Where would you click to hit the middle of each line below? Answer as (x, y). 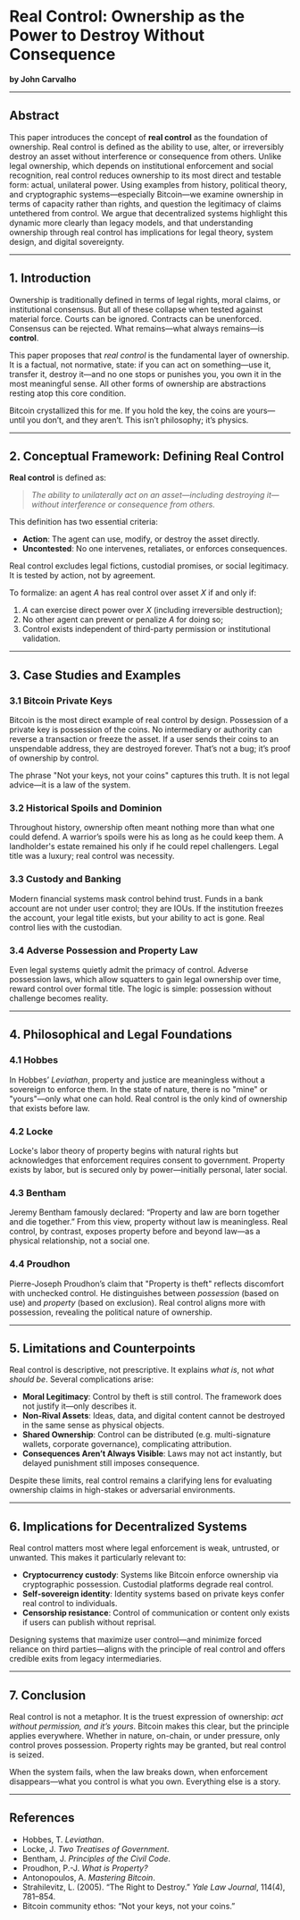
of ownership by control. (54, 758)
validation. (41, 639)
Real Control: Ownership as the (127, 17)
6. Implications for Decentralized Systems (128, 1526)
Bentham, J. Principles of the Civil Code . (96, 1858)
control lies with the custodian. (66, 927)
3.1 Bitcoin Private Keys (61, 701)
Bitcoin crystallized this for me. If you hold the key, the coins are (127, 410)
